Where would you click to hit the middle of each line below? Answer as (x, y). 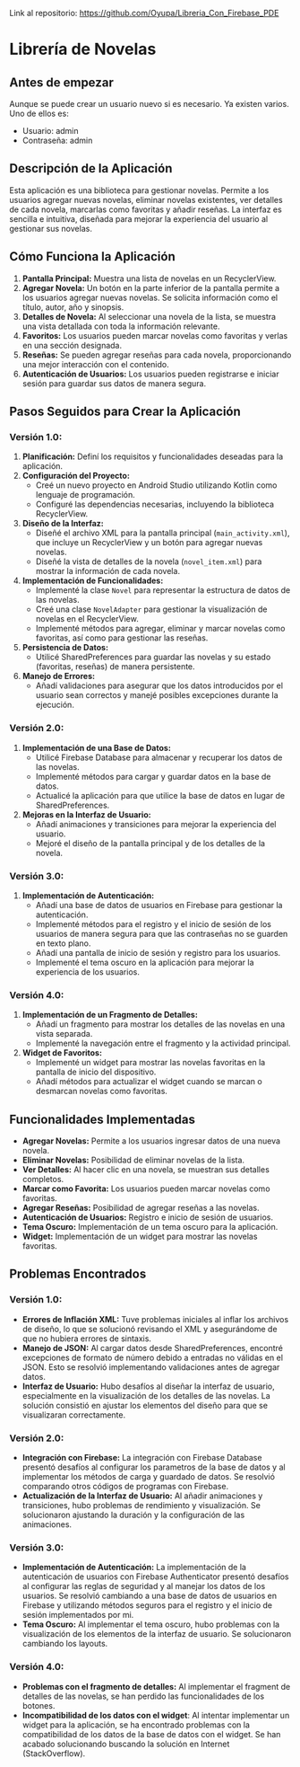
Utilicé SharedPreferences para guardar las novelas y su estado (153, 657)
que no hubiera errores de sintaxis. (87, 1339)
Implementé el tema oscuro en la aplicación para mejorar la (145, 962)
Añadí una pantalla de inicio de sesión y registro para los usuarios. (158, 952)
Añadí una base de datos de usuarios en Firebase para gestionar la (159, 905)
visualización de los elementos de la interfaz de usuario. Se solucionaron (157, 1634)
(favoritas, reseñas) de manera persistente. (115, 667)
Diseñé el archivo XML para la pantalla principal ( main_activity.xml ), (163, 533)
